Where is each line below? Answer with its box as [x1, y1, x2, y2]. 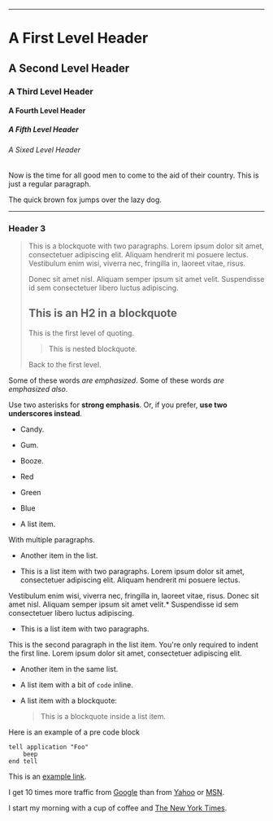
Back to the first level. [28, 359, 102, 369]
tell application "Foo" [8, 743, 89, 751]
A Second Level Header [8, 61, 130, 75]
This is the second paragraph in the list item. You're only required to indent [8, 639, 258, 649]
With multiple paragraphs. [8, 534, 95, 544]
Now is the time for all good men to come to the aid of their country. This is [8, 170, 259, 180]
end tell [8, 757, 38, 766]
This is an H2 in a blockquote [28, 306, 177, 320]
